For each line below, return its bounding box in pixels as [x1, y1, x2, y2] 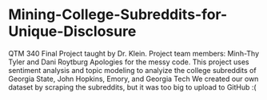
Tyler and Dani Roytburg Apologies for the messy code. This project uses [8, 57, 249, 67]
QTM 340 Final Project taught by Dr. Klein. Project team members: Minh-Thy [8, 48, 260, 58]
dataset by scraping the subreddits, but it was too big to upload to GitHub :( [8, 82, 257, 92]
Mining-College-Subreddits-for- [8, 6, 228, 24]
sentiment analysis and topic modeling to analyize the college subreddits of [8, 65, 257, 75]
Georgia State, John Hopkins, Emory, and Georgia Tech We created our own [8, 74, 259, 83]
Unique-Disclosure [8, 22, 137, 40]
